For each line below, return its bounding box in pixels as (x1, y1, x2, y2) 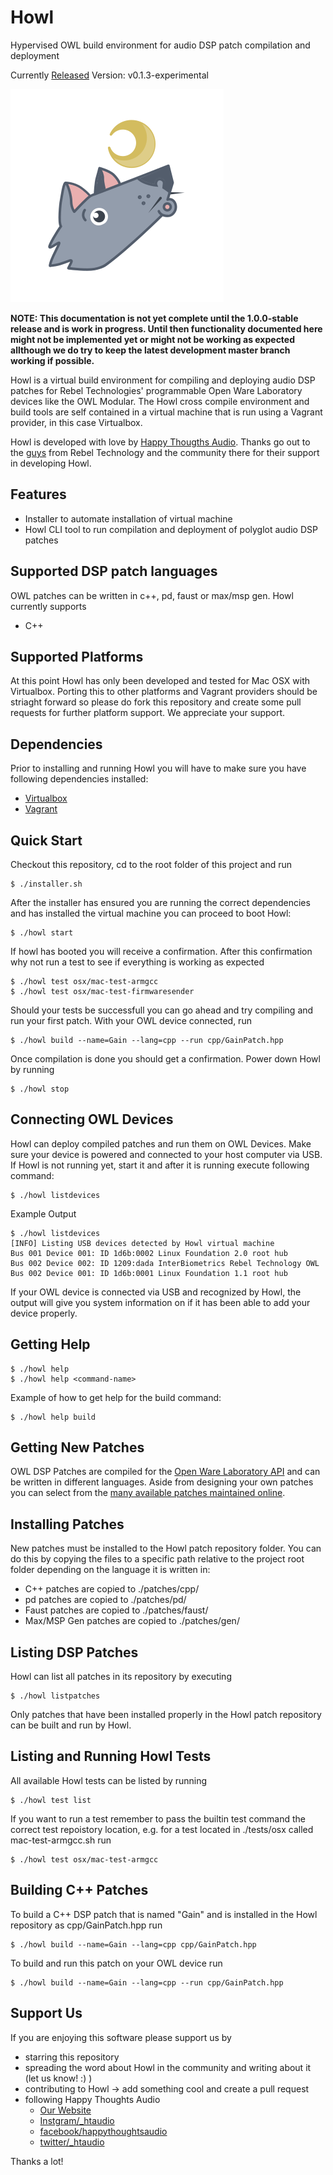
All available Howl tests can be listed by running (10, 1774, 208, 1786)
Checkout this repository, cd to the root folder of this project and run (10, 859, 293, 870)
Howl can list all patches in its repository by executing (10, 1671, 232, 1683)
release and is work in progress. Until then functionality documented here (10, 322, 323, 335)
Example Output (10, 1207, 77, 1220)
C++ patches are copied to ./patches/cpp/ (24, 1583, 200, 1595)
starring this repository (24, 2051, 120, 2063)
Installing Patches (10, 1516, 125, 1533)
